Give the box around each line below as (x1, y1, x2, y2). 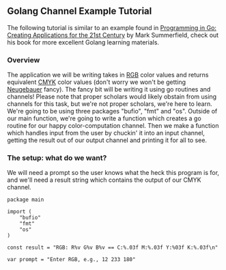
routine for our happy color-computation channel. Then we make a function (7, 122, 220, 130)
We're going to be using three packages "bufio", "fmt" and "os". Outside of (7, 107, 218, 116)
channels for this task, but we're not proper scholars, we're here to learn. (7, 100, 213, 108)
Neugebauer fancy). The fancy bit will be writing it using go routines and (7, 85, 211, 94)
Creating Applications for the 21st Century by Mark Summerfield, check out (7, 31, 219, 39)
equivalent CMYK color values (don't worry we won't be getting (7, 78, 186, 86)
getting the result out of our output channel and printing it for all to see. (7, 136, 207, 144)
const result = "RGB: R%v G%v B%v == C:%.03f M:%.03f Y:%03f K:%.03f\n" (7, 244, 218, 252)
